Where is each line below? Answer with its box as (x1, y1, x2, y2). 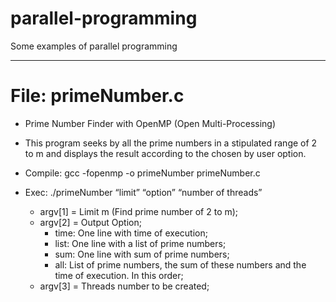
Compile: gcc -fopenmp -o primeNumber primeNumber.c (24, 167, 261, 179)
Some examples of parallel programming (10, 40, 178, 52)
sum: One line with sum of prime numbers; (54, 248, 230, 260)
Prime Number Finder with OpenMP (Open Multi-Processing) (24, 117, 277, 129)
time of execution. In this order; (54, 269, 184, 281)
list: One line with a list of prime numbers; (54, 237, 227, 249)
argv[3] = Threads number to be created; (39, 280, 210, 292)
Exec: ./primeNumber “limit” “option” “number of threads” (24, 186, 263, 198)
